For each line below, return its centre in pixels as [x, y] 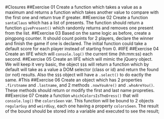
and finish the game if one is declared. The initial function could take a [76, 43]
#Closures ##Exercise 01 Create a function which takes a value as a [73, 7]
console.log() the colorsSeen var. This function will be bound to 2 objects [80, 101]
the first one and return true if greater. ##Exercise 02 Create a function [77, 17]
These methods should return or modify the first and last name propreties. [80, 90]
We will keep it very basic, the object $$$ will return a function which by [77, 64]
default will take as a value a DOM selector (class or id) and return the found [82, 70]
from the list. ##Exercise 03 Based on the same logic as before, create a [78, 33]
